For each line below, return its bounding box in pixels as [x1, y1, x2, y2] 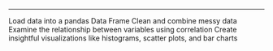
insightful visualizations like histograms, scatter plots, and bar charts [8, 33, 238, 43]
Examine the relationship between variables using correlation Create [8, 25, 237, 34]
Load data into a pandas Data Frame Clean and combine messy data [8, 16, 237, 25]
